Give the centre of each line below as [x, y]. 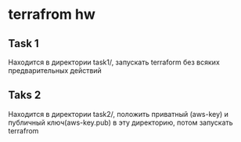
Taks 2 [25, 95]
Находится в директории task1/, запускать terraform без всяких [114, 62]
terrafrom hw [52, 15]
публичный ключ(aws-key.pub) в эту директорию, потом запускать [120, 122]
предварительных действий [55, 71]
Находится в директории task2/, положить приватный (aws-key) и [119, 114]
